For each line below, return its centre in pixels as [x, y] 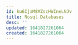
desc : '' [17, 22]
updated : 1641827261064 [35, 28]
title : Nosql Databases [35, 17]
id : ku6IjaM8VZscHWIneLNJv [39, 11]
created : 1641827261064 [35, 33]
